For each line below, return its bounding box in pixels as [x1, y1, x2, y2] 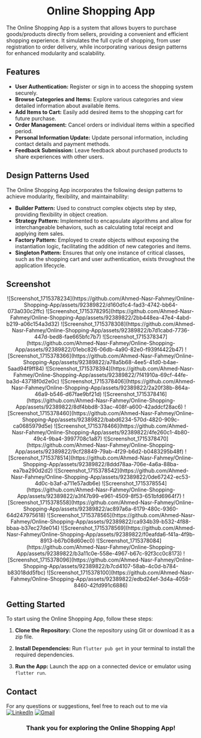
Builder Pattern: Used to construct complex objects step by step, [14, 204, 177, 211]
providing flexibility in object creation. [14, 211, 108, 218]
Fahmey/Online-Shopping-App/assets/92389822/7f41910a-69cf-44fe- [13, 371, 188, 379]
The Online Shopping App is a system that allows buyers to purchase [6, 24, 177, 31]
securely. [14, 89, 38, 97]
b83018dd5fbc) [7, 569, 46, 577]
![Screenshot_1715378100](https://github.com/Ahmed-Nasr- [47, 569, 194, 577]
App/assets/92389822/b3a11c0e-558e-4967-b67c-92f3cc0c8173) [16, 550, 182, 557]
